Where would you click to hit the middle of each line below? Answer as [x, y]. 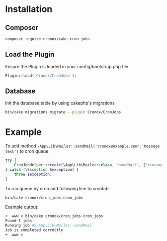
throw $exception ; [33, 174]
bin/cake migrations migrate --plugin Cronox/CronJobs [63, 112]
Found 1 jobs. [20, 221]
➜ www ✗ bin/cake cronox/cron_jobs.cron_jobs [54, 216]
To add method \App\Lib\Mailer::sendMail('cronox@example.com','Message [83, 146]
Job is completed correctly [34, 230]
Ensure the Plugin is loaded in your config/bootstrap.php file [67, 66]
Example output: [22, 207]
